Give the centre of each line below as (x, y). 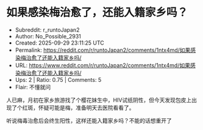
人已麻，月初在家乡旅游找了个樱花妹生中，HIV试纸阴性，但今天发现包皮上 (99, 100)
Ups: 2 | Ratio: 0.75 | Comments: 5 (58, 79)
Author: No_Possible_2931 (48, 36)
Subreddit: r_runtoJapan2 (47, 30)
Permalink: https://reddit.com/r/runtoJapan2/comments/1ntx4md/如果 (103, 50)
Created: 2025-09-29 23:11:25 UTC (60, 43)
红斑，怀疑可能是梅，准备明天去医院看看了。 (78, 107)
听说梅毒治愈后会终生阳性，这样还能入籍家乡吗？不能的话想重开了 (89, 120)
